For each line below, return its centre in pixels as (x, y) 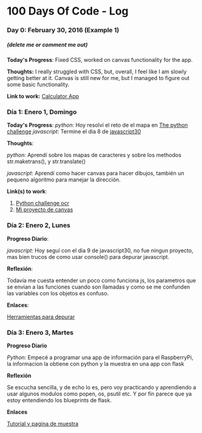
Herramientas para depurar (41, 317)
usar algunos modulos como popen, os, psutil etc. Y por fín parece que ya (99, 394)
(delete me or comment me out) (47, 44)
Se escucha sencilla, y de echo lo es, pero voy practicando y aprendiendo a (102, 387)
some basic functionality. (38, 85)
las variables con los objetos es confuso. (58, 293)
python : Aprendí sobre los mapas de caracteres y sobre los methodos (94, 155)
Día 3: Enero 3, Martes (40, 332)
